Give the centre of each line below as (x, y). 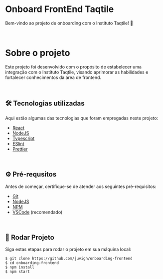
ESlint (18, 143)
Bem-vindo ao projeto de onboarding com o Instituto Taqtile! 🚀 (69, 23)
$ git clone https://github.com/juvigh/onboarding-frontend (69, 258)
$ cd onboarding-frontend (32, 263)
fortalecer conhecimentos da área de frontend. (53, 77)
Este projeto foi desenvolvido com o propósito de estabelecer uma (74, 66)
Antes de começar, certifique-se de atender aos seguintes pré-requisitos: (81, 186)
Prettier (20, 149)
